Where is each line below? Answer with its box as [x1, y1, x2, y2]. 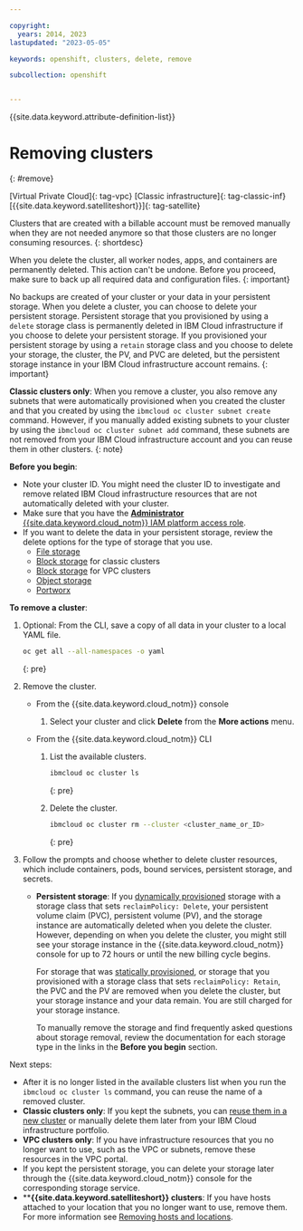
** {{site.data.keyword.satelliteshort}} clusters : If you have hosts [22, 1192, 271, 1203]
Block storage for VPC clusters [35, 565, 151, 576]
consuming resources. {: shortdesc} [9, 237, 144, 248]
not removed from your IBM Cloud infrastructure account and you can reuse [9, 434, 293, 445]
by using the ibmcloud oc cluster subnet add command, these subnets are [9, 425, 290, 436]
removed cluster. [22, 1095, 86, 1106]
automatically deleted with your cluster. [22, 498, 170, 509]
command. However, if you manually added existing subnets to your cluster [9, 415, 290, 426]
